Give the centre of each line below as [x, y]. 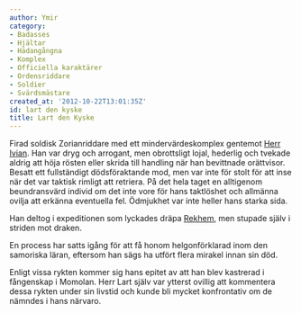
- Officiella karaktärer [56, 68]
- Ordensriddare [40, 76]
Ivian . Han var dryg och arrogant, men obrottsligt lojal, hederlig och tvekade [150, 153]
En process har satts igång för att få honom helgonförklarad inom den [139, 246]
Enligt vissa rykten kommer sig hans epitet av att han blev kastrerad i [137, 273]
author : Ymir [34, 18]
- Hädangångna [36, 51]
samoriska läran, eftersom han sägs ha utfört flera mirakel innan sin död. [144, 255]
